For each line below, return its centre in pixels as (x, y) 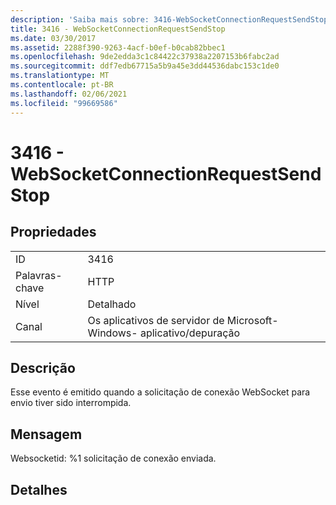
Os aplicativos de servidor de (156, 320)
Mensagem (46, 434)
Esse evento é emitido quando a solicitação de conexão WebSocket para (160, 392)
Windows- (112, 333)
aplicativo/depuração (190, 333)
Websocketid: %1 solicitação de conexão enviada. (113, 458)
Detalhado (112, 304)
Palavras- (39, 275)
